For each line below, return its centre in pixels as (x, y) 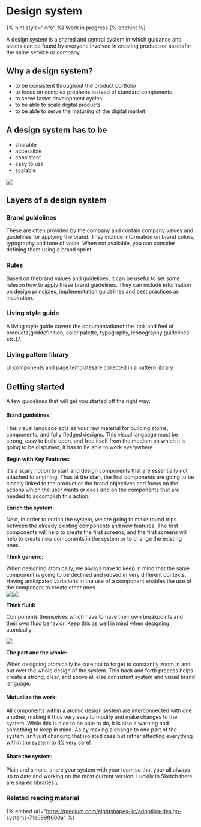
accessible (28, 151)
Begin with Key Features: (38, 459)
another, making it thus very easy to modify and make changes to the (92, 717)
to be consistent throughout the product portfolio (75, 85)
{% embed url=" (26, 811)
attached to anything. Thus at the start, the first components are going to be (100, 477)
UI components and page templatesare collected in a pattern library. (91, 367)
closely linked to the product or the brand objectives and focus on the (92, 484)
